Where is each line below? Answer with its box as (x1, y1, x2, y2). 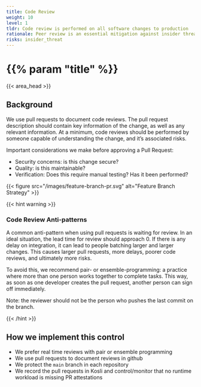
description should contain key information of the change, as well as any (6, 122, 185, 129)
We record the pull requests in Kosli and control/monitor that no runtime (14, 367, 192, 374)
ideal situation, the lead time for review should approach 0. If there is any (6, 235, 186, 243)
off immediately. (6, 286, 46, 293)
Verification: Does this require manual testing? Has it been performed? (14, 170, 188, 178)
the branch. (6, 304, 35, 311)
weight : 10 (6, 14, 33, 20)
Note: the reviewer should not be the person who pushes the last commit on (6, 297, 193, 304)
